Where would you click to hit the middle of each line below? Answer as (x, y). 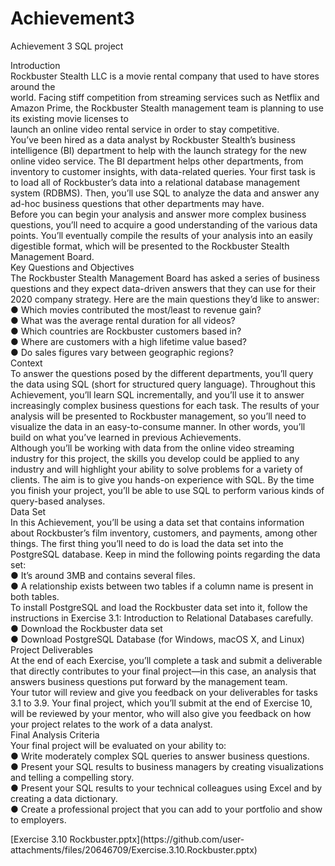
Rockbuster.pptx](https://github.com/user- (157, 839)
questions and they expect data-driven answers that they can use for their (163, 288)
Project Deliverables (51, 649)
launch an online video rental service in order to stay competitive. (145, 129)
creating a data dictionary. (64, 798)
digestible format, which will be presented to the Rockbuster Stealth (150, 246)
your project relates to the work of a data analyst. (111, 724)
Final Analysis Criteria (55, 734)
